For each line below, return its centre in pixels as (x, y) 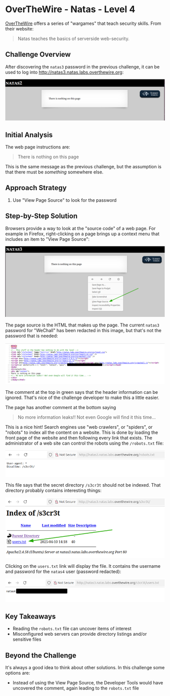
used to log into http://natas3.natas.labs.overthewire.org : (65, 72)
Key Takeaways (31, 616)
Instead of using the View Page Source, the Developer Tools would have (88, 683)
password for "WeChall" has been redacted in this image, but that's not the (83, 331)
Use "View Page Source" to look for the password (65, 200)
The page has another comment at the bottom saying (61, 407)
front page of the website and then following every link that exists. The (79, 438)
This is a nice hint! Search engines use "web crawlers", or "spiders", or (79, 427)
